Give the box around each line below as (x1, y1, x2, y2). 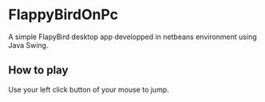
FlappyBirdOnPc (8, 6, 118, 24)
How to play (8, 64, 69, 77)
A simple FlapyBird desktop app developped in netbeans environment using (8, 32, 257, 41)
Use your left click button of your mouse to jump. (8, 84, 169, 94)
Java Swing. (8, 40, 49, 49)
